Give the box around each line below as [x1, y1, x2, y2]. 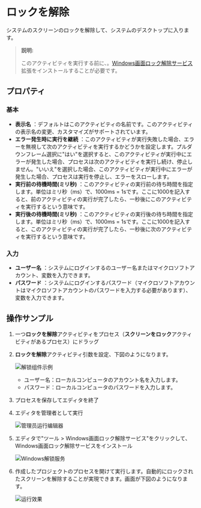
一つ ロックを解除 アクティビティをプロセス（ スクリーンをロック [14, 330, 172, 338]
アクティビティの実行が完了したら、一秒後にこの [41, 196, 161, 203]
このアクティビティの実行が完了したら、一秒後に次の [31, 226, 161, 233]
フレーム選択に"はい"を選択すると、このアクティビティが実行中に [25, 151, 187, 158]
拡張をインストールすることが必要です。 [20, 67, 121, 74]
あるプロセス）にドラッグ [35, 338, 99, 345]
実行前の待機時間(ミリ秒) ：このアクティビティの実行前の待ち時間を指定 [14, 181, 193, 188]
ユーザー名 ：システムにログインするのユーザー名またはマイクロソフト [14, 264, 190, 271]
